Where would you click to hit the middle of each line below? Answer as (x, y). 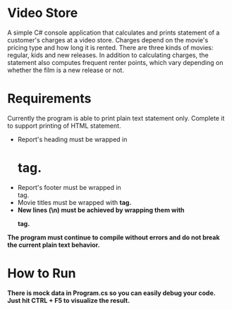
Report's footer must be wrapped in (69, 187)
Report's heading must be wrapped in (72, 139)
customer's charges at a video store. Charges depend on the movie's (108, 40)
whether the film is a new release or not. (66, 70)
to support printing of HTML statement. (64, 126)
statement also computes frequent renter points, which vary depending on (115, 62)
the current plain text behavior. (54, 244)
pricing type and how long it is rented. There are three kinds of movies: (110, 47)
